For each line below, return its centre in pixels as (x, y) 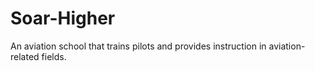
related (25, 56)
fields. (54, 56)
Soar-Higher (63, 18)
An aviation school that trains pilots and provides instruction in (138, 46)
